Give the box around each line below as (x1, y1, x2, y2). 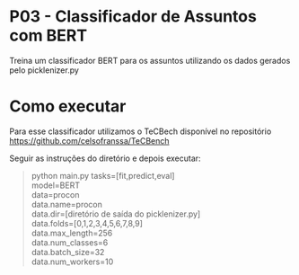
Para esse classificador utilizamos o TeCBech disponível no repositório (9, 126, 272, 137)
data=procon (31, 189, 80, 200)
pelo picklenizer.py (9, 65, 79, 75)
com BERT (9, 25, 88, 46)
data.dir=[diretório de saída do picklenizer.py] (31, 208, 201, 219)
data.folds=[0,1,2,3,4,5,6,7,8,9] (31, 217, 144, 228)
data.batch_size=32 (31, 246, 105, 257)
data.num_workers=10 (31, 256, 114, 267)
